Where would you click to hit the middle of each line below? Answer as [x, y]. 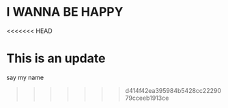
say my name [25, 77]
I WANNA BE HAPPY [65, 12]
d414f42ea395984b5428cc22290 [173, 90]
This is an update [56, 58]
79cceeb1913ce [147, 98]
